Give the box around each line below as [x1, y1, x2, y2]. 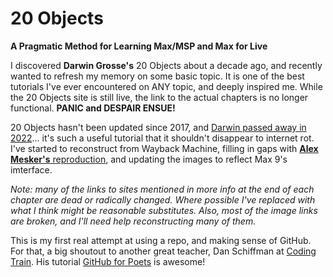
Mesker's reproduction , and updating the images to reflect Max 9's [10, 153, 288, 165]
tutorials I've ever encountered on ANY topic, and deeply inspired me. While [10, 80, 323, 92]
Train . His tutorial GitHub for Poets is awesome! [10, 255, 206, 267]
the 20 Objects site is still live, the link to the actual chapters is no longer [10, 91, 309, 103]
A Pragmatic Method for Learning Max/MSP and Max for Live [10, 40, 268, 52]
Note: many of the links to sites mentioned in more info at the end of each [10, 183, 315, 195]
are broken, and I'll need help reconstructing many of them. [10, 215, 257, 227]
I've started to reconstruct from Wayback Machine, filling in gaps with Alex [10, 142, 319, 154]
